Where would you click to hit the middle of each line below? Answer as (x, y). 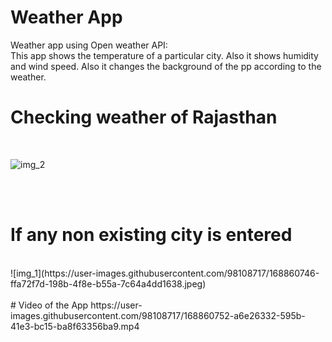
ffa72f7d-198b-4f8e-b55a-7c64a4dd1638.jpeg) (108, 283)
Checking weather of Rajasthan (144, 117)
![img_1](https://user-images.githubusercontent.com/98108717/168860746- (165, 273)
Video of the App (53, 305)
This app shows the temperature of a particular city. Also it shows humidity (164, 55)
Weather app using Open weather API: (89, 45)
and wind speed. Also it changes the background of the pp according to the (166, 66)
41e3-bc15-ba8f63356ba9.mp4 (75, 326)
